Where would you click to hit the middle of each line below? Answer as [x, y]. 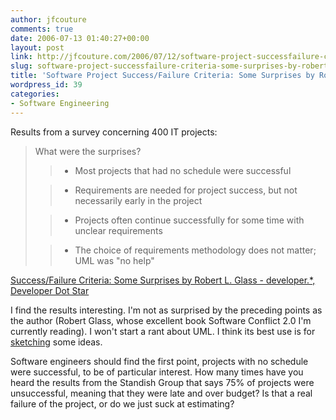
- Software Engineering [60, 103]
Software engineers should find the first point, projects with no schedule [159, 361]
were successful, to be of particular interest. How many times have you [157, 372]
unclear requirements [118, 230]
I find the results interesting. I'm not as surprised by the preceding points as [166, 310]
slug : [21, 66]
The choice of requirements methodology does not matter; [195, 250]
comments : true [42, 29]
